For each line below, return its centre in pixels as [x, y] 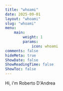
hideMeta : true [21, 55]
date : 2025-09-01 [23, 14]
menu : [11, 28]
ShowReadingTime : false [30, 64]
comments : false [22, 51]
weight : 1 [33, 37]
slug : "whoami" [21, 23]
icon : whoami [45, 46]
